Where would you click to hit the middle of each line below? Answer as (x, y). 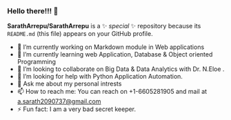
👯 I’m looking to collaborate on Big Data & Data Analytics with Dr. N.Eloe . (121, 69)
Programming (37, 62)
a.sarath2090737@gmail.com (59, 101)
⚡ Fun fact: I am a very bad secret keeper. (77, 109)
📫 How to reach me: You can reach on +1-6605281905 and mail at (112, 92)
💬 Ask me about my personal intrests (69, 84)
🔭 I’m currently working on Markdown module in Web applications (111, 47)
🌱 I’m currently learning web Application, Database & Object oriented (115, 54)
